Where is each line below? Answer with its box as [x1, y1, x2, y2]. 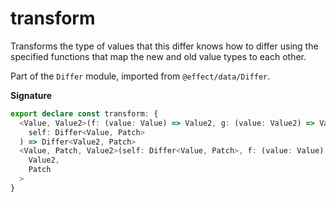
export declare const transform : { [10, 108, 159, 119]
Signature [10, 89, 53, 101]
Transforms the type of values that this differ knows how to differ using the [10, 40, 319, 52]
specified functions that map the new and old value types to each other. [10, 50, 307, 62]
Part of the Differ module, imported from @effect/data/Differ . [10, 70, 271, 82]
